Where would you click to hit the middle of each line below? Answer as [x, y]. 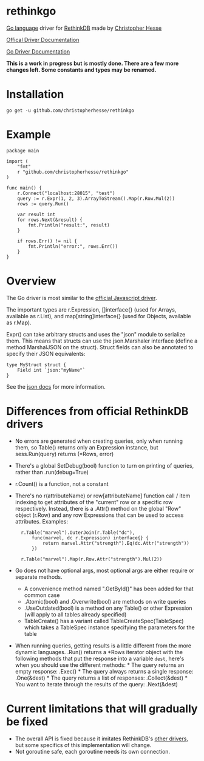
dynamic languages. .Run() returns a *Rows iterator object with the [99, 652]
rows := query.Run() [43, 204]
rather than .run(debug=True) [52, 472]
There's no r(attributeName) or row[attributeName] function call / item [103, 496]
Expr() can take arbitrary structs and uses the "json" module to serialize [96, 334]
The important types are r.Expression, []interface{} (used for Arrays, [91, 309]
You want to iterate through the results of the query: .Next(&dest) [96, 684]
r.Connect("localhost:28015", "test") [66, 193]
